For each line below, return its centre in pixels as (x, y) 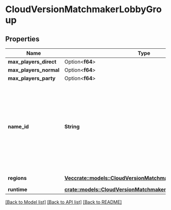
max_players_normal (34, 70)
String (72, 127)
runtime (18, 189)
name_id (18, 127)
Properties (22, 39)
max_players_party (32, 78)
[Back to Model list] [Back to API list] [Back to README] (64, 202)
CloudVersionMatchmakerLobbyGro (83, 9)
